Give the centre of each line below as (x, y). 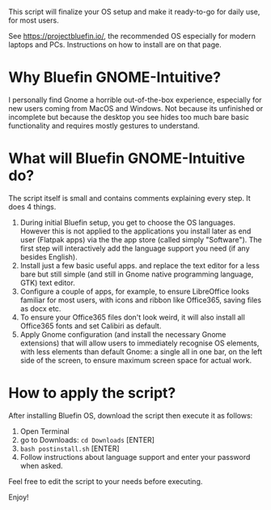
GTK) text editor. (47, 282)
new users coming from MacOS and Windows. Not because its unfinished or (136, 108)
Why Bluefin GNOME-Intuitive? (114, 77)
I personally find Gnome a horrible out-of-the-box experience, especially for (135, 100)
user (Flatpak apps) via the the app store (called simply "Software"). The (141, 239)
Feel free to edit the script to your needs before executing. (106, 481)
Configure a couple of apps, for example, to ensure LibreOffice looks (135, 291)
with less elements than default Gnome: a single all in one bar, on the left (141, 351)
